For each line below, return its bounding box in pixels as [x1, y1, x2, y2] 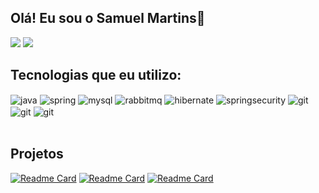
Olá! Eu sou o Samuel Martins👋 [10, 10, 206, 27]
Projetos [10, 146, 64, 163]
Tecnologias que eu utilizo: [10, 67, 182, 84]
